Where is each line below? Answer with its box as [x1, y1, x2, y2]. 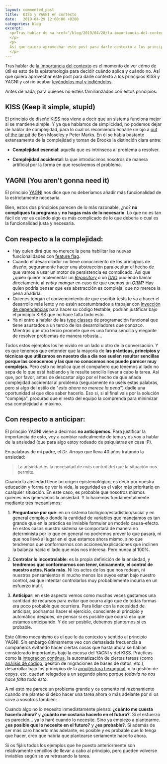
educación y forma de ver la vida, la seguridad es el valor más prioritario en [5, 484, 160, 490]
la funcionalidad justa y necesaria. [5, 220, 76, 226]
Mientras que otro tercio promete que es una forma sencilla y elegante [12, 327, 157, 333]
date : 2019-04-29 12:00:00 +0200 [5, 16, 79, 21]
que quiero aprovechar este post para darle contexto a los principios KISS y [5, 73, 160, 79]
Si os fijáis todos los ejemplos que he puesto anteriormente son [5, 742, 135, 748]
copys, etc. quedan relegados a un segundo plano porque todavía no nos [5, 671, 156, 677]
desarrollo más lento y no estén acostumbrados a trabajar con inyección [12, 301, 161, 307]
